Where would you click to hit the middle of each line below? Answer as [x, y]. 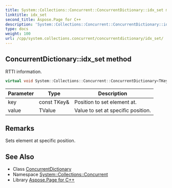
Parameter [21, 93]
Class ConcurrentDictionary [42, 169]
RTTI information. [24, 72]
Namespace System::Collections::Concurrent [60, 175]
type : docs [17, 29]
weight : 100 [18, 34]
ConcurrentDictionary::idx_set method [68, 59]
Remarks [20, 128]
